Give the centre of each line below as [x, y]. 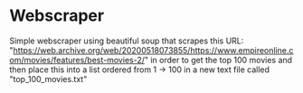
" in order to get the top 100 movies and [218, 60]
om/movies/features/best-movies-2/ [77, 60]
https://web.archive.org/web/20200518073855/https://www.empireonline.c [153, 50]
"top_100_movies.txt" [48, 79]
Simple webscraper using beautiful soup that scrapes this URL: [127, 41]
